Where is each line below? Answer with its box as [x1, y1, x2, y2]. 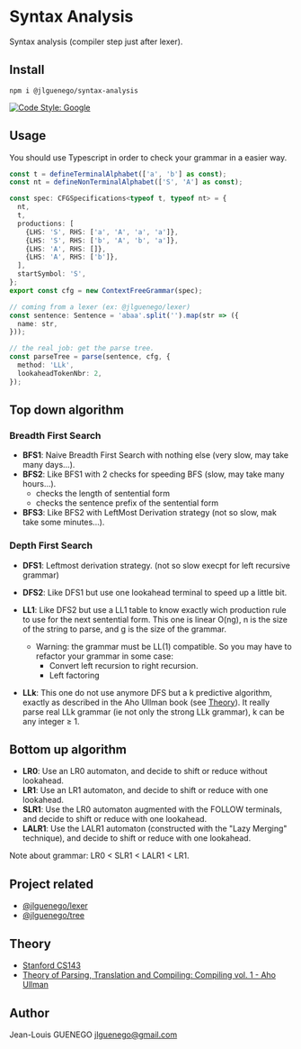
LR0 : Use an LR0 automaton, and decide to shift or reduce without [22, 766, 268, 777]
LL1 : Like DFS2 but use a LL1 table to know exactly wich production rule [22, 604, 287, 615]
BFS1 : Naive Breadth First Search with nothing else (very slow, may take [22, 450, 289, 461]
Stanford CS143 [22, 960, 81, 971]
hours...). [22, 479, 57, 489]
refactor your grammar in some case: [35, 651, 173, 661]
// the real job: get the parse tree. [9, 344, 155, 353]
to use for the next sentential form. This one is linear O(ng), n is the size [22, 614, 288, 625]
